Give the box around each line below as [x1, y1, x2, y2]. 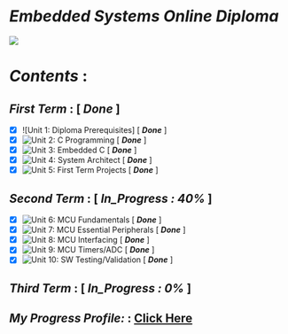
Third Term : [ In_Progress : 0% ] [9, 281, 192, 296]
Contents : [9, 66, 89, 86]
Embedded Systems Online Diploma [9, 6, 279, 27]
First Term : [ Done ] [9, 101, 121, 116]
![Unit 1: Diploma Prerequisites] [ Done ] [21, 124, 167, 135]
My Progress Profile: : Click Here [9, 311, 193, 326]
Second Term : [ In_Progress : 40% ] [9, 190, 213, 206]
